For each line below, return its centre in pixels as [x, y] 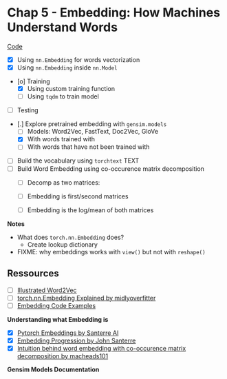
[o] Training [33, 81]
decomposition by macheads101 [63, 356]
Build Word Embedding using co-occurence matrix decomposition [111, 168]
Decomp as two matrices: [64, 182]
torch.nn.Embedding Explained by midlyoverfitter [86, 298]
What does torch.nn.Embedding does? [71, 237]
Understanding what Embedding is [58, 319]
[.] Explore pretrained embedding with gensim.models [92, 124]
